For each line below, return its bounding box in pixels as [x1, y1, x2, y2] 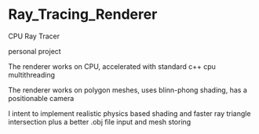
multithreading [8, 70, 55, 79]
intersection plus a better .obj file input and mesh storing [8, 117, 192, 126]
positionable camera [8, 93, 75, 103]
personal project [8, 46, 61, 56]
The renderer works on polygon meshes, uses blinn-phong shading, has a [8, 85, 247, 95]
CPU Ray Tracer [8, 31, 60, 41]
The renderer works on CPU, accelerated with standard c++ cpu [8, 61, 216, 71]
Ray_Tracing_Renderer [8, 5, 158, 24]
